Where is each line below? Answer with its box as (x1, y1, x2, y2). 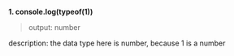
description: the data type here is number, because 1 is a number (8, 38, 226, 48)
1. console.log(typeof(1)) (8, 7, 93, 16)
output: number (28, 23, 81, 32)
